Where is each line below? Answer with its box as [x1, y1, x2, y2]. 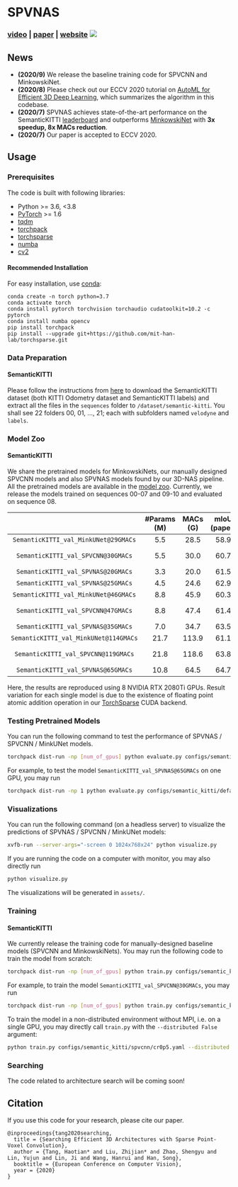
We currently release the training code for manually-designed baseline [7, 940, 213, 948]
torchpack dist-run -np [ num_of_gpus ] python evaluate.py [7, 753, 182, 760]
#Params [144, 514, 176, 524]
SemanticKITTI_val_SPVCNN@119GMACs [14, 650, 135, 658]
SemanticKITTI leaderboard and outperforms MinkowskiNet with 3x [17, 115, 215, 124]
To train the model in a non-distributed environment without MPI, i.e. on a [7, 1015, 221, 1024]
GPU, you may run [7, 774, 61, 782]
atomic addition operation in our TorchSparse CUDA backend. [7, 699, 188, 707]
